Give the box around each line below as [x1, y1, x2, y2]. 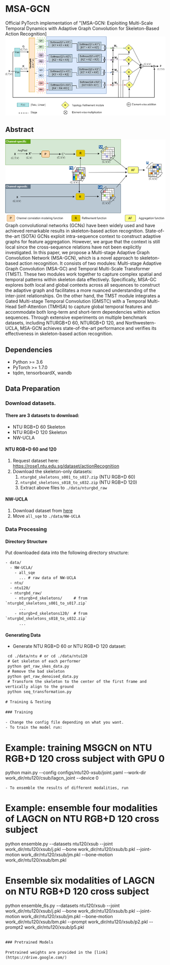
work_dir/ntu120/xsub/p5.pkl [24, 924, 84, 930]
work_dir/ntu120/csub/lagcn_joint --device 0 [5, 775, 99, 781]
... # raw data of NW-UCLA [18, 575, 76, 581]
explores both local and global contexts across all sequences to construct [5, 282, 160, 288]
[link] [94, 950, 108, 955]
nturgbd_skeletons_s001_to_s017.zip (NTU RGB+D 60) [20, 474, 136, 480]
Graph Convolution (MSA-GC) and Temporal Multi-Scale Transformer [5, 266, 150, 272]
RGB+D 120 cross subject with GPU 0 [5, 753, 165, 764]
